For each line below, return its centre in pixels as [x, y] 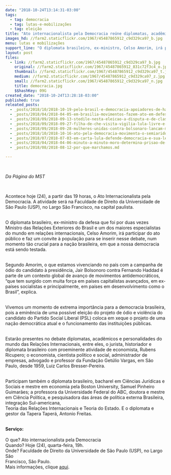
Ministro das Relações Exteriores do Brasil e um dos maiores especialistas [83, 228]
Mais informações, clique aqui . [37, 467]
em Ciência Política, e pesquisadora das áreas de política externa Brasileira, [85, 397]
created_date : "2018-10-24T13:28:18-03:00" [52, 95]
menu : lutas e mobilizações [35, 43]
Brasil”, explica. [21, 292]
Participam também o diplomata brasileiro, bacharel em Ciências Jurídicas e [85, 381]
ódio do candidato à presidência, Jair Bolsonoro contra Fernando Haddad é [84, 270]
